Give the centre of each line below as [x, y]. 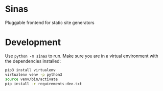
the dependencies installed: [33, 61]
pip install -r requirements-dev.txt [44, 84]
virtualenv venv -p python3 [34, 74]
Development [33, 42]
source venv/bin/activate [31, 79]
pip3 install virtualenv [30, 70]
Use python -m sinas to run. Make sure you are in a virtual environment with [82, 56]
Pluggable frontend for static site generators [50, 23]
